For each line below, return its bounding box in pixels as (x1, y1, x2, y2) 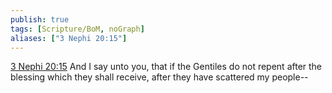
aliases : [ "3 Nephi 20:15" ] (10, 33, 128, 43)
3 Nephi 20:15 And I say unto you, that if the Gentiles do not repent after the (10, 61, 323, 73)
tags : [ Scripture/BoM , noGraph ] (10, 24, 145, 34)
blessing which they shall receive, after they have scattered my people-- (10, 71, 309, 83)
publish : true (10, 14, 70, 25)
